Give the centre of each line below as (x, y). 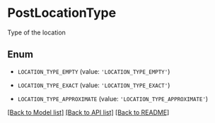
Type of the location (36, 32)
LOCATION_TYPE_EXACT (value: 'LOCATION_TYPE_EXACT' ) (94, 85)
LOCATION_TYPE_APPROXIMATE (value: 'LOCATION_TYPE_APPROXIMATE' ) (113, 98)
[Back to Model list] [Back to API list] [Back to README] (88, 112)
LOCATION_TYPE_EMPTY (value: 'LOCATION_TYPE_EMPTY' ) (94, 71)
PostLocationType (62, 13)
